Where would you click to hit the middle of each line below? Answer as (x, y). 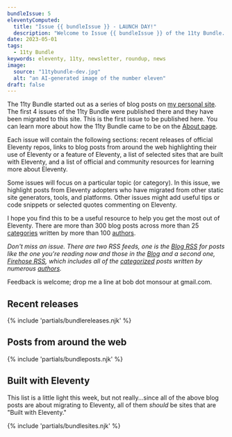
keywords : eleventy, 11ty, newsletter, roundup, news (87, 59)
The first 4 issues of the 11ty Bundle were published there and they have (110, 112)
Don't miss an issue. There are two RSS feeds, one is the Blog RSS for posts (116, 246)
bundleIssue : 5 (29, 14)
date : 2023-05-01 (32, 40)
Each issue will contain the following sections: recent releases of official (110, 140)
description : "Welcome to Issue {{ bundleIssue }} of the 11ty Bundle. (119, 33)
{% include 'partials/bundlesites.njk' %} (64, 426)
